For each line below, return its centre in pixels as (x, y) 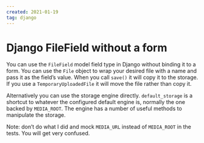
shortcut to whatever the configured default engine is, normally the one (96, 102)
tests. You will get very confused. (48, 133)
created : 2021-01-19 (33, 12)
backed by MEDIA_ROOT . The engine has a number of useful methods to (94, 109)
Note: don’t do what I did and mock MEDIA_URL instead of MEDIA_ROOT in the (99, 127)
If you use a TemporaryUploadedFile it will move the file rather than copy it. (99, 84)
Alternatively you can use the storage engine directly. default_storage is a (100, 96)
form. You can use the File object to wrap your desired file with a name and (101, 71)
